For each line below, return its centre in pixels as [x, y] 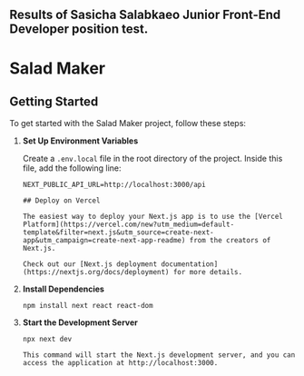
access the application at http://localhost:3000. [120, 363]
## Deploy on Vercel [61, 201]
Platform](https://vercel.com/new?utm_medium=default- [128, 225]
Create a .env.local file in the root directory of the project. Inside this [152, 159]
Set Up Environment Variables [80, 141]
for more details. [208, 272]
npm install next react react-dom [88, 306]
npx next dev [47, 340]
